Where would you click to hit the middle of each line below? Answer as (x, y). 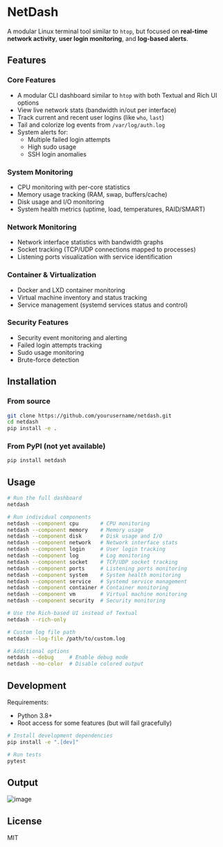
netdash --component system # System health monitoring (94, 575)
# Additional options (38, 651)
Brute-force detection (48, 359)
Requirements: (28, 702)
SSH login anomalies (57, 154)
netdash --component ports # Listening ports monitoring (97, 569)
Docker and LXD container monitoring (71, 290)
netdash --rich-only (37, 619)
